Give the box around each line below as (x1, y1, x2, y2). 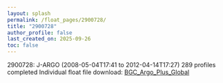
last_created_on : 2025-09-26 (7, 36, 91, 43)
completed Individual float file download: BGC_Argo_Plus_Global (7, 68, 190, 76)
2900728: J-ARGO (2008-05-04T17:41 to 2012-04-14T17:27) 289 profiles (7, 61, 216, 69)
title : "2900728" (7, 23, 57, 29)
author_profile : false (7, 29, 72, 36)
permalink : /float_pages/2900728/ (7, 16, 107, 23)
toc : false (7, 42, 39, 49)
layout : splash (7, 10, 51, 17)
